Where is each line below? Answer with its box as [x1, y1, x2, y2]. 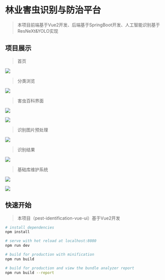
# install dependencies [5, 225, 55, 230]
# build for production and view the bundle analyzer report [5, 266, 135, 271]
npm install [5, 229, 30, 234]
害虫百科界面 [17, 98, 44, 104]
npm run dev [5, 243, 30, 248]
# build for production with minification [5, 252, 94, 257]
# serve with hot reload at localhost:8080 [5, 238, 97, 243]
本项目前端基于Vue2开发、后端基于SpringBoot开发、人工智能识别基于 [17, 22, 161, 28]
